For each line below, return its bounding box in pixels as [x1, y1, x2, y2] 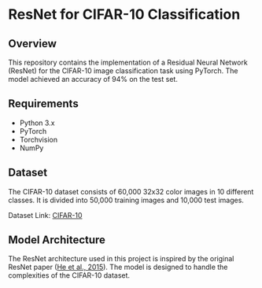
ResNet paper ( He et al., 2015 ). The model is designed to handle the [8, 262, 228, 272]
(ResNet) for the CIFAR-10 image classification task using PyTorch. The [8, 66, 238, 76]
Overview [8, 37, 57, 50]
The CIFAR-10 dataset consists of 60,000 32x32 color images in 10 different [8, 186, 254, 196]
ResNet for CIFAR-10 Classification [8, 6, 241, 24]
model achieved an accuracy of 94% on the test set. [8, 75, 179, 83]
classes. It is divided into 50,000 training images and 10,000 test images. [8, 195, 244, 205]
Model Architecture [8, 234, 106, 247]
